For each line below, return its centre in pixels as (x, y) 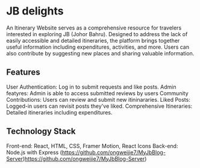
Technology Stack (41, 132)
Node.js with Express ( (34, 152)
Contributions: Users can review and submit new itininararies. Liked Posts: (98, 99)
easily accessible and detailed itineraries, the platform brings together (93, 40)
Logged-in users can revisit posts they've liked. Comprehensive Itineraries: (99, 106)
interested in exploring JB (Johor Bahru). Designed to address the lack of (97, 34)
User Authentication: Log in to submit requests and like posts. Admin (91, 87)
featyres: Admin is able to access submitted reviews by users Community (97, 93)
